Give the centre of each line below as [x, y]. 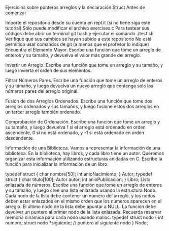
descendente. [20, 138]
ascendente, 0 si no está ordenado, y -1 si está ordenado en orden [75, 133]
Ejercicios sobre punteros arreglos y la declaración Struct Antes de [75, 7]
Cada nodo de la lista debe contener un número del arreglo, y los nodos [80, 196]
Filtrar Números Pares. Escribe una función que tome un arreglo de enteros [84, 80]
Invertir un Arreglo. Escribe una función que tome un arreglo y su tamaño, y [84, 65]
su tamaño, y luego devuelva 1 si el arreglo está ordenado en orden [75, 127]
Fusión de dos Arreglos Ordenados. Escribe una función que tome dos [79, 101]
